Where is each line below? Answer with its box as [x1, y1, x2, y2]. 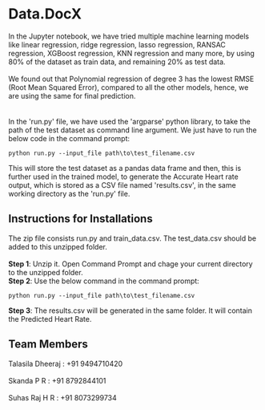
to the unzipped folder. [8, 267, 83, 277]
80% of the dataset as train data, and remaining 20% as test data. [8, 57, 226, 67]
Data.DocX [8, 5, 82, 23]
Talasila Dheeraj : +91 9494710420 [8, 359, 123, 368]
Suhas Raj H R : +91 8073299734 [8, 392, 118, 402]
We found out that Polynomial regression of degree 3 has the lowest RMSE [8, 74, 255, 83]
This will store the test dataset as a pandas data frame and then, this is [8, 163, 242, 173]
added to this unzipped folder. [8, 242, 108, 251]
